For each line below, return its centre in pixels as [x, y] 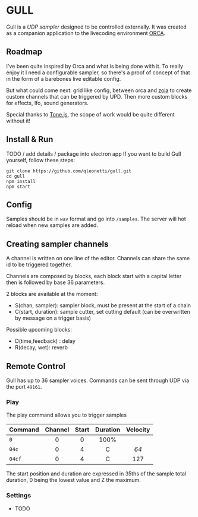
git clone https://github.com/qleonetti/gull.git [69, 171]
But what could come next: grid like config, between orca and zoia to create [99, 90]
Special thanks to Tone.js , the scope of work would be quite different [91, 114]
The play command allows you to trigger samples [66, 415]
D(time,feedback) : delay [45, 341]
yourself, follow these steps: [41, 160]
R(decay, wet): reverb [41, 348]
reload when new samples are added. [52, 225]
